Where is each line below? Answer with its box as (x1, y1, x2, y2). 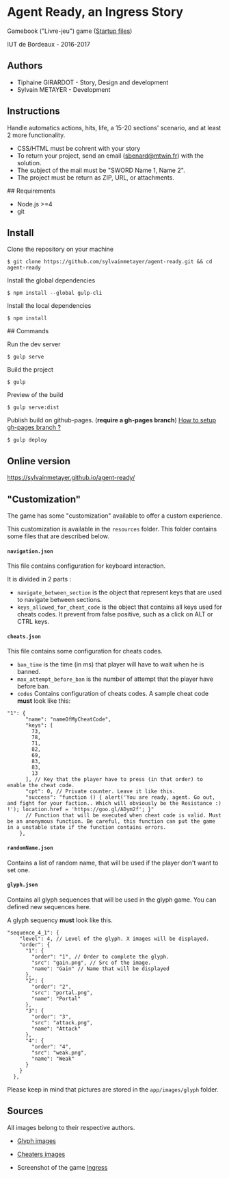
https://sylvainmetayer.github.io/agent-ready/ (7, 474, 135, 482)
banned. (16, 668, 41, 676)
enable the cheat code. (7, 782, 75, 789)
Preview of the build (7, 391, 64, 399)
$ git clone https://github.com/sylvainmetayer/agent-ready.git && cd (7, 259, 213, 265)
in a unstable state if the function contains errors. (7, 824, 167, 831)
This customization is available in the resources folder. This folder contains (7, 525, 217, 533)
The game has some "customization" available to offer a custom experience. (7, 512, 223, 520)
